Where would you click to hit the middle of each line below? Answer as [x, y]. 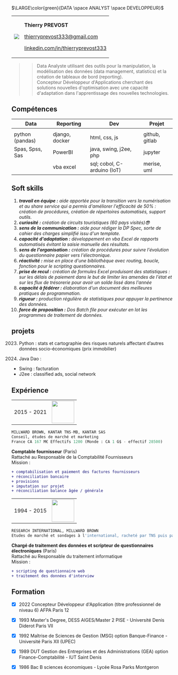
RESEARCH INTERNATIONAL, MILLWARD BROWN [55, 531]
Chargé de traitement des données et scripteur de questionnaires [82, 545]
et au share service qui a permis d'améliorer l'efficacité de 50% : [87, 206]
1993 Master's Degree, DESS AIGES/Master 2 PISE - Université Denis [92, 620]
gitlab [150, 140]
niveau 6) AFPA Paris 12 [44, 610]
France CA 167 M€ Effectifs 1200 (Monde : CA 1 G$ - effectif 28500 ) [87, 442]
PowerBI [63, 152]
